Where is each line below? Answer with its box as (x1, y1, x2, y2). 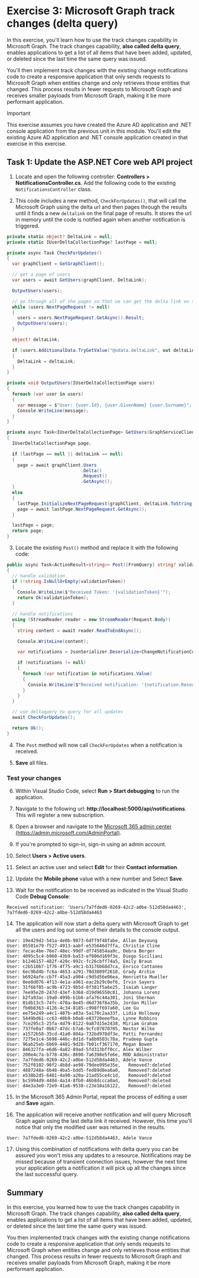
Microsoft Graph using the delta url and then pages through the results (15, 203, 188, 210)
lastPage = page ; (12, 523, 55, 529)
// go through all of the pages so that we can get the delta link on (12, 298, 190, 305)
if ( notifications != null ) (17, 659, 86, 666)
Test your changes (6, 774, 61, 782)
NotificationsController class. (15, 185, 92, 193)
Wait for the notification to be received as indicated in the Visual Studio (15, 887, 188, 894)
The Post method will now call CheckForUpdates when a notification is (15, 741, 182, 748)
